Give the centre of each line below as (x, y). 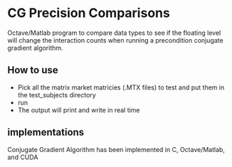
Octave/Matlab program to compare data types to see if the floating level (114, 33)
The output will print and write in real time (79, 110)
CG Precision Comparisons (89, 13)
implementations (46, 133)
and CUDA (23, 157)
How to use (33, 70)
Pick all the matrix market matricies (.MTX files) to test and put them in (121, 87)
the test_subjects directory (57, 95)
